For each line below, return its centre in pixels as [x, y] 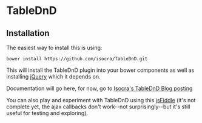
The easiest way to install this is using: [54, 47]
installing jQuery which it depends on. [53, 76]
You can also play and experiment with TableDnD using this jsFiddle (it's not [101, 100]
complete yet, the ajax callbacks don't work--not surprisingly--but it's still [98, 107]
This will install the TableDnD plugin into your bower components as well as [100, 70]
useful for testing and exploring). [47, 113]
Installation [28, 33]
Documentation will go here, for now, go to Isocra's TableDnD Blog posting [99, 88]
